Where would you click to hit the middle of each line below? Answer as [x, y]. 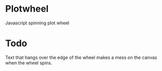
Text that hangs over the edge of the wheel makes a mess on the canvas [81, 57]
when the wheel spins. [29, 63]
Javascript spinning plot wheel [37, 23]
